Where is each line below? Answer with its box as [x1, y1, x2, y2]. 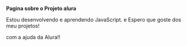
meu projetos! [6, 23, 40, 29]
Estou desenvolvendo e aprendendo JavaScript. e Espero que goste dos [6, 16, 181, 23]
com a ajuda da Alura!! [6, 34, 61, 40]
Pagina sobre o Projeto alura [6, 5, 76, 12]
